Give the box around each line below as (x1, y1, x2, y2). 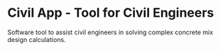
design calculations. (7, 35, 66, 43)
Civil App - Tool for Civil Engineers (7, 5, 215, 21)
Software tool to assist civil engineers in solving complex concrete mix (7, 28, 213, 36)
